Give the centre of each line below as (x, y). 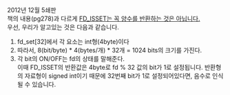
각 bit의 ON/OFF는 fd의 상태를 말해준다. (71, 59)
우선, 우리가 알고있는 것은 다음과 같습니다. (63, 27)
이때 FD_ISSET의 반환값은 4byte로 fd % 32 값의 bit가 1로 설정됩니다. (110, 67)
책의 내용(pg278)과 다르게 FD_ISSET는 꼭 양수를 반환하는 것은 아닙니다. (104, 18)
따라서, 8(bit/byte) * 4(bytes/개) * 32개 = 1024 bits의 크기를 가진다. (109, 50)
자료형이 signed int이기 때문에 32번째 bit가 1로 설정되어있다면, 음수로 (118, 76)
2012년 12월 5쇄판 (32, 10)
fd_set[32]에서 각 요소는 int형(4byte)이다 (73, 42)
